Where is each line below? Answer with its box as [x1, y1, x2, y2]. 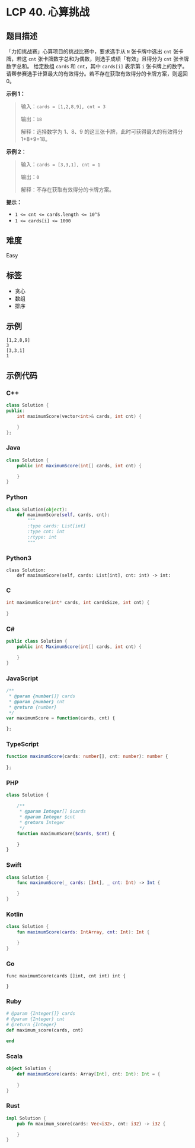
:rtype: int [27, 534, 57, 540]
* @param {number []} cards [8, 693, 76, 699]
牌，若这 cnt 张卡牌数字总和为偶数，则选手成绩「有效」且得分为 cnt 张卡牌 [6, 55, 189, 62]
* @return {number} [8, 704, 57, 710]
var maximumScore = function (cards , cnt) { [6, 715, 116, 721]
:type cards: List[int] [27, 523, 86, 529]
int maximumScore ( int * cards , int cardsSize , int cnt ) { [6, 600, 150, 606]
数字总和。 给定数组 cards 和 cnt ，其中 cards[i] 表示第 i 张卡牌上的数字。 [6, 63, 188, 70]
